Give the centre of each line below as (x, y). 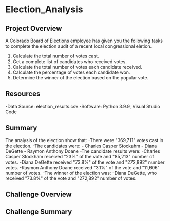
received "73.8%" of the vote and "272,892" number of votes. (71, 178)
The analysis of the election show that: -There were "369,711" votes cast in (84, 140)
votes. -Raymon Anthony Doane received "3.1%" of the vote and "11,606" (83, 167)
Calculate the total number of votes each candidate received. (77, 67)
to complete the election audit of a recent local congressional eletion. (79, 46)
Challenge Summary (39, 212)
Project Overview (34, 28)
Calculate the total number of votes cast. (56, 56)
